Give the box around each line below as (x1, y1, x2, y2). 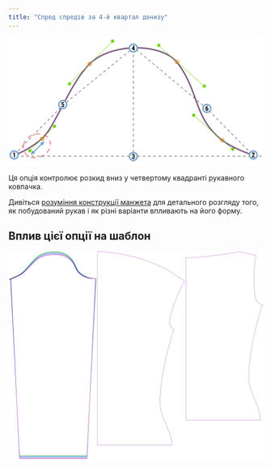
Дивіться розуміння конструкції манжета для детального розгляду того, (8, 197, 259, 206)
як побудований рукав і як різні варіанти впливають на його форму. (8, 206, 243, 215)
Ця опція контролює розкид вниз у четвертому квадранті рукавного (8, 172, 245, 182)
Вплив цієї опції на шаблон (8, 229, 151, 243)
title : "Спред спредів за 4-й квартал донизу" (8, 13, 168, 21)
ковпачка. (8, 181, 43, 191)
